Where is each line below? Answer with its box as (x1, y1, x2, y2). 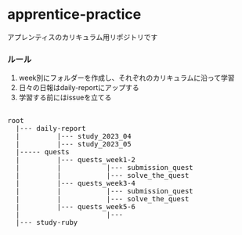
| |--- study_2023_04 (15, 132, 132, 141)
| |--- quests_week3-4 (15, 179, 136, 188)
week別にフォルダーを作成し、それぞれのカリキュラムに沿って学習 (18, 73, 235, 83)
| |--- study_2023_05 (15, 139, 132, 149)
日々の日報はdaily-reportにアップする (18, 83, 140, 92)
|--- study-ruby (15, 218, 78, 227)
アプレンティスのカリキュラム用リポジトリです (7, 32, 158, 42)
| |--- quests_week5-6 (15, 202, 136, 211)
